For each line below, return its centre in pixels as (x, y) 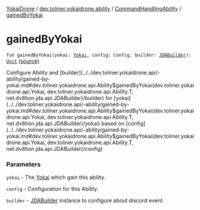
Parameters (23, 164)
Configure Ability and (32, 72)
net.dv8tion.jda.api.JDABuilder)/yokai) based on (65, 123)
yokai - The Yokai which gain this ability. (56, 177)
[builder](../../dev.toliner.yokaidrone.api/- (110, 72)
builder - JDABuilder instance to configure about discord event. (85, 200)
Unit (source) (23, 61)
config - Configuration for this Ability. (52, 189)
